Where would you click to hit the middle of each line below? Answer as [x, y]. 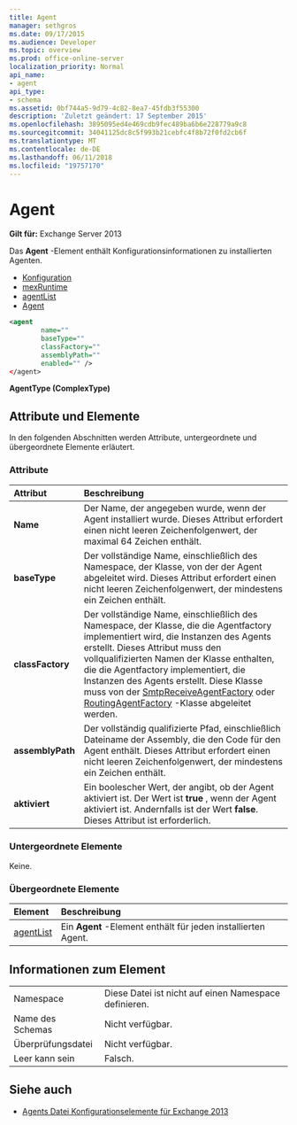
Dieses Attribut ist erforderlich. [147, 820]
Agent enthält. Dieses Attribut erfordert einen [177, 750]
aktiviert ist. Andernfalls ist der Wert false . [171, 809]
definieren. [127, 1004]
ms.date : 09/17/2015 [47, 34]
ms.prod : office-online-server [67, 58]
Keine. [21, 865]
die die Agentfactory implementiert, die [164, 670]
